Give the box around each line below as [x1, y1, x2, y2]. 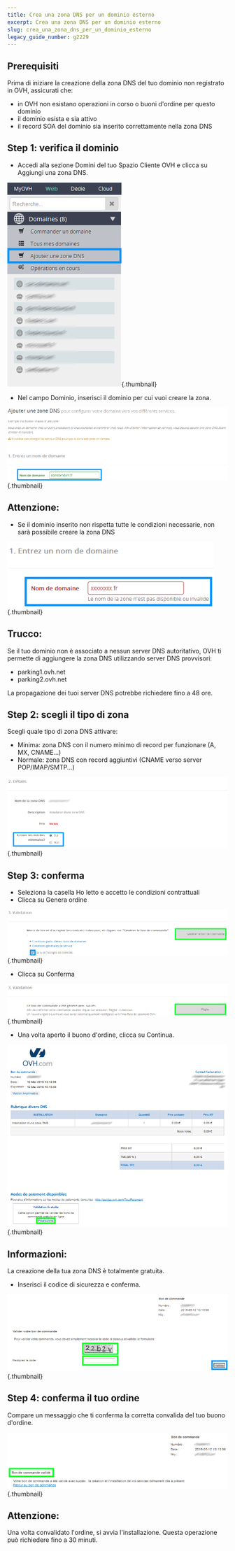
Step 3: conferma [7, 870, 85, 881]
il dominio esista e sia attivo [17, 115, 97, 123]
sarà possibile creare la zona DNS [17, 527, 115, 536]
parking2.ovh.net [17, 675, 67, 684]
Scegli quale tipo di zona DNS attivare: [7, 728, 118, 736]
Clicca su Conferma [17, 970, 75, 979]
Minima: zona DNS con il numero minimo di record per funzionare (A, [17, 741, 217, 749]
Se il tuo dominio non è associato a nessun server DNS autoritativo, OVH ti [7, 646, 222, 655]
